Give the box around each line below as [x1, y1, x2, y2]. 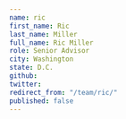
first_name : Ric [9, 21, 70, 30]
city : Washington [9, 55, 74, 64]
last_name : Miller [9, 30, 78, 38]
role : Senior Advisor [9, 47, 90, 55]
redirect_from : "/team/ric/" [9, 88, 118, 97]
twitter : [9, 80, 42, 89]
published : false [9, 96, 74, 106]
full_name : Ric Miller [9, 38, 94, 47]
